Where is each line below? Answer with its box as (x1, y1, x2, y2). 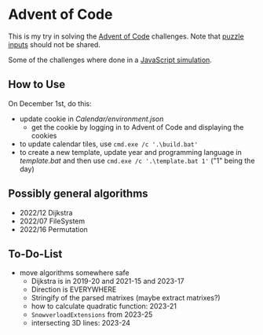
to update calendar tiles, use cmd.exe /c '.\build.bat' (19, 139, 199, 149)
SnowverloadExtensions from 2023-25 (31, 310, 153, 319)
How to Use (8, 78, 66, 91)
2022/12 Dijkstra (19, 208, 73, 217)
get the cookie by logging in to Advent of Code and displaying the (31, 122, 244, 131)
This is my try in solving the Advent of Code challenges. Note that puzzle (8, 31, 245, 41)
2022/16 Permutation (19, 224, 88, 234)
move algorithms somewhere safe (19, 268, 130, 278)
